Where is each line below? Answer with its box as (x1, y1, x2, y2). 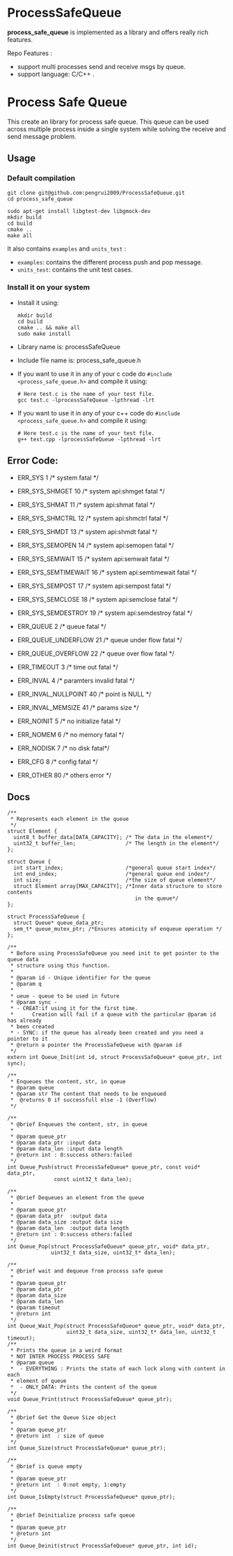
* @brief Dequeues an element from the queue (10, 1194, 145, 1201)
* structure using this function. (10, 962, 111, 970)
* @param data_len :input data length (10, 1146, 123, 1153)
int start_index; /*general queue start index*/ (13, 864, 216, 872)
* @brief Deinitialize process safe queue (10, 1512, 136, 1519)
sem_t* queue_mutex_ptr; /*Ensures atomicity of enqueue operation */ (13, 926, 223, 933)
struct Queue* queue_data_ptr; (13, 919, 104, 926)
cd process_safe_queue (7, 195, 73, 202)
